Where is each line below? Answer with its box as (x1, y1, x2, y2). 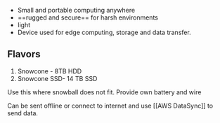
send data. (7, 108, 39, 117)
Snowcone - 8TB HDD (17, 66, 82, 75)
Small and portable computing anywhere (17, 6, 136, 14)
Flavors (7, 48, 41, 60)
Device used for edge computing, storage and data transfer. (17, 28, 191, 36)
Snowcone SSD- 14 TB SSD (17, 74, 98, 82)
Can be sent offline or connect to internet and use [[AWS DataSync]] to (7, 101, 214, 110)
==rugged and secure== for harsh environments (17, 13, 158, 22)
